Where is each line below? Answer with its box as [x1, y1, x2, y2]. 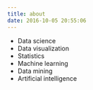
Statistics [17, 51, 45, 60]
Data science [17, 36, 56, 45]
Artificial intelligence [17, 74, 77, 82]
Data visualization [17, 44, 70, 52]
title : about [7, 10, 46, 18]
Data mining [17, 67, 53, 75]
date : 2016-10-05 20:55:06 [7, 17, 87, 24]
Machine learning [17, 59, 68, 67]
